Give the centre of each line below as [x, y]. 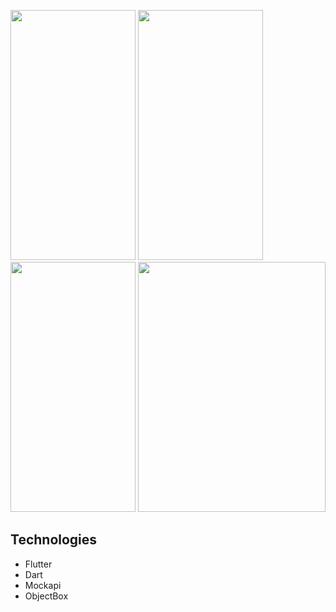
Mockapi [43, 585]
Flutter [38, 564]
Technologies [54, 540]
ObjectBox [46, 596]
